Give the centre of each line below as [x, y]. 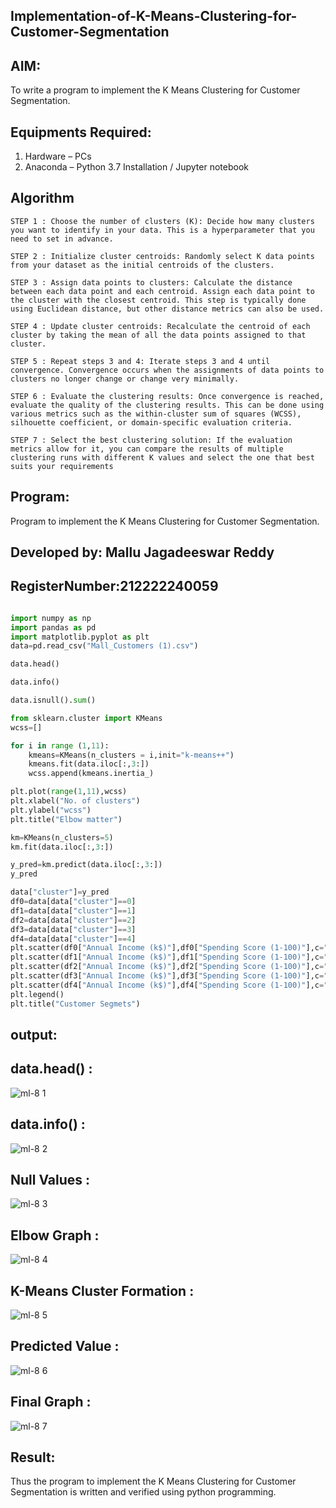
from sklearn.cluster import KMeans [86, 718]
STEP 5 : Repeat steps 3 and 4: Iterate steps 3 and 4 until [140, 361]
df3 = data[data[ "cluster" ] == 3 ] [73, 929]
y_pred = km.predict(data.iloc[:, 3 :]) [86, 865]
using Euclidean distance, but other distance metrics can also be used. [167, 309]
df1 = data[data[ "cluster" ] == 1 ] [73, 910]
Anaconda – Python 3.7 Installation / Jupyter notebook [136, 167]
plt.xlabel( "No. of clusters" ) [75, 801]
